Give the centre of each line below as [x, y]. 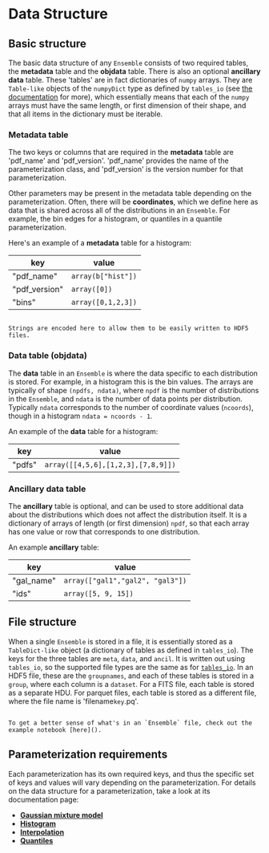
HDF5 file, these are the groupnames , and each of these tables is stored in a [131, 676]
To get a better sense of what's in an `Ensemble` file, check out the [130, 723]
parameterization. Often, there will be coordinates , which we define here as [133, 202]
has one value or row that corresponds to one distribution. [104, 531]
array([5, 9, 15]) [98, 593]
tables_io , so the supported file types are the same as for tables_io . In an [131, 667]
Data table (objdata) [48, 355]
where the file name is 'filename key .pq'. [73, 701]
